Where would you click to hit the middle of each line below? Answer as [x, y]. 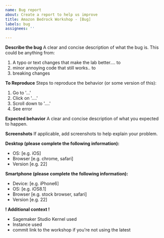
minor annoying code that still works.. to [54, 68]
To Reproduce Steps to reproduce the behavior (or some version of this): [81, 83]
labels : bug [18, 24]
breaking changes [31, 73]
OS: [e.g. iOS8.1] [29, 189]
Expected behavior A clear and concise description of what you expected [82, 118]
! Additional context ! [28, 209]
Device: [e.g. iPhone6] [36, 184]
